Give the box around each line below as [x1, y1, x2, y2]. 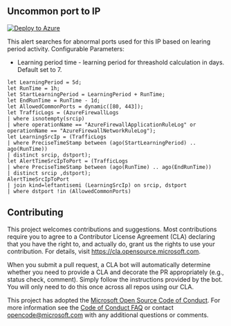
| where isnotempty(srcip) [7, 115, 85, 122]
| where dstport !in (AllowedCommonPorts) [7, 188, 131, 194]
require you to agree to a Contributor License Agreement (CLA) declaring [7, 232, 216, 241]
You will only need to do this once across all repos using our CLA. [7, 282, 194, 291]
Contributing [7, 207, 64, 219]
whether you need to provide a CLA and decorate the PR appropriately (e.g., [7, 268, 225, 276]
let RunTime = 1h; [7, 84, 60, 92]
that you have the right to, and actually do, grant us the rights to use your [7, 239, 216, 248]
